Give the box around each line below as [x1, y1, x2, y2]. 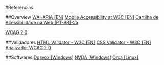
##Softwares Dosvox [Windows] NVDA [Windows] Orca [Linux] [5, 54, 139, 60]
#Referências [5, 5, 33, 10]
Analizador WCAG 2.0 [5, 45, 51, 50]
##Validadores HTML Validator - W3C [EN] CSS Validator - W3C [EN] [5, 39, 151, 45]
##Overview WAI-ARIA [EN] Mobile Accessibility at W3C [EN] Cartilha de [5, 14, 159, 20]
